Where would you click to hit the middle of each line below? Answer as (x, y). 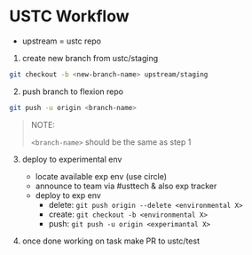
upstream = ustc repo (62, 41)
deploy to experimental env (72, 159)
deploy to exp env (68, 195)
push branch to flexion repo (73, 92)
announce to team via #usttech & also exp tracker (126, 186)
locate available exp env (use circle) (101, 176)
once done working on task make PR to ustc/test (110, 241)
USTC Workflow (70, 16)
